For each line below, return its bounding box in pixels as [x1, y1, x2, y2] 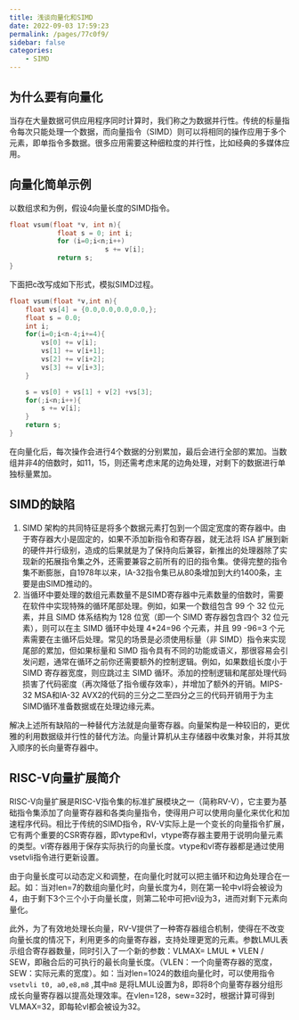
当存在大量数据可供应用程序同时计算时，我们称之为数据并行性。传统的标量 [9, 115, 282, 126]
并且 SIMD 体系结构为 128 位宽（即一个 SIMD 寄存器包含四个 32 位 [37, 612, 282, 622]
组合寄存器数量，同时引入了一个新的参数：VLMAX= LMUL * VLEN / [16, 945, 264, 956]
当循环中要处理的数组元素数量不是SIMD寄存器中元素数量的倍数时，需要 [21, 589, 285, 600]
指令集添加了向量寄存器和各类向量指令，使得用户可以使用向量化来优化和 [16, 807, 282, 818]
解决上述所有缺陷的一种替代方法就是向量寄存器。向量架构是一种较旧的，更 [9, 720, 282, 730]
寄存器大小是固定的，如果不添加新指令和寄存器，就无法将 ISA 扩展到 [29, 533, 282, 544]
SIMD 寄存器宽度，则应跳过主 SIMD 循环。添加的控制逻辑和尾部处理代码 [21, 667, 287, 678]
